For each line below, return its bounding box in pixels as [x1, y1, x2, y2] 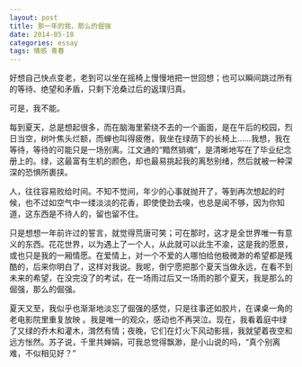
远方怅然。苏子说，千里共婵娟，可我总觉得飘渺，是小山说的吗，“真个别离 [9, 336, 281, 347]
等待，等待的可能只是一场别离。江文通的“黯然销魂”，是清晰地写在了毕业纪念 [9, 145, 292, 156]
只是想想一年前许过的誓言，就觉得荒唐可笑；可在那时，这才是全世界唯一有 [9, 228, 285, 238]
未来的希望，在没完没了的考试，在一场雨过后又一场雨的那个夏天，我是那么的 [9, 273, 293, 283]
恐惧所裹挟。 [24, 167, 73, 178]
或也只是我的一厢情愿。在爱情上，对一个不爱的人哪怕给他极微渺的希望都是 [9, 250, 285, 261]
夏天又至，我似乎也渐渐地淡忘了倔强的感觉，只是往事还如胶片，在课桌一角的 [9, 303, 293, 314]
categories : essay [9, 38, 78, 48]
